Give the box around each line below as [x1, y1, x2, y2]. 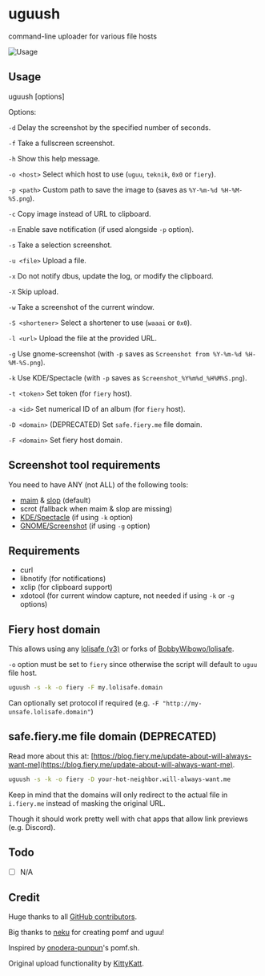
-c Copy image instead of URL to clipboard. [8, 209, 151, 218]
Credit [8, 891, 40, 905]
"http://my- [162, 700, 203, 708]
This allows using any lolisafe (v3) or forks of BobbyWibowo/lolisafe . [8, 644, 235, 654]
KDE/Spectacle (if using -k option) [19, 512, 134, 522]
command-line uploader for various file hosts [8, 31, 158, 41]
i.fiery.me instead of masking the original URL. [8, 798, 166, 807]
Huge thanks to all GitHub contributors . [8, 912, 138, 921]
